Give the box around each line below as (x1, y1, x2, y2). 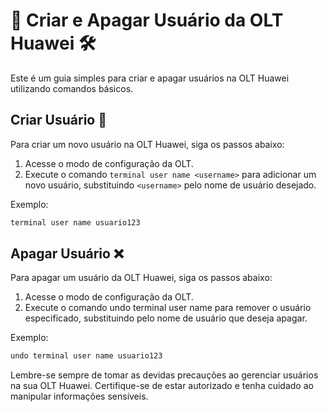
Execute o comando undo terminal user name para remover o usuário (24, 302, 312, 314)
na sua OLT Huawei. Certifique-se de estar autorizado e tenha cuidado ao (10, 380, 314, 392)
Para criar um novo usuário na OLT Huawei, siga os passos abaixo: (10, 138, 285, 150)
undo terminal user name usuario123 (10, 351, 163, 361)
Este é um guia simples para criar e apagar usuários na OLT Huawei (10, 72, 290, 84)
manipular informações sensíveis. (10, 390, 149, 403)
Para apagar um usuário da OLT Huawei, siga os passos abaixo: (10, 272, 273, 284)
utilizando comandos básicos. (10, 82, 134, 94)
